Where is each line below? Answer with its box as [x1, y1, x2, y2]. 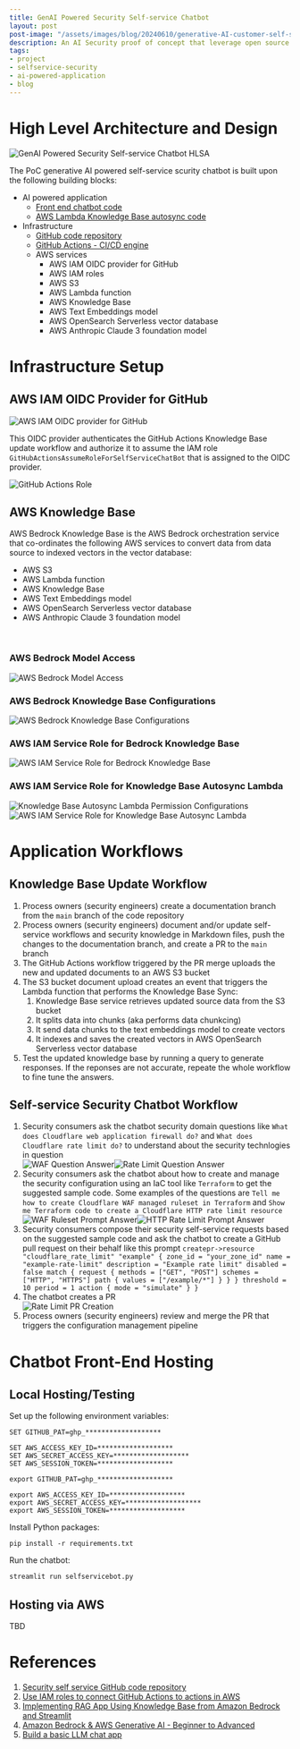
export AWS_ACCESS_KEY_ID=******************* [9, 1490, 186, 1499]
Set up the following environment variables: [9, 1411, 170, 1422]
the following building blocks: [9, 174, 118, 185]
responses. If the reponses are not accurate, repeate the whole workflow [21, 1062, 291, 1073]
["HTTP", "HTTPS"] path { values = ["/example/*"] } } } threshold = [21, 1276, 287, 1285]
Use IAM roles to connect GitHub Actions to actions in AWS [21, 1692, 241, 1702]
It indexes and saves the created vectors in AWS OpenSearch [35, 1033, 262, 1044]
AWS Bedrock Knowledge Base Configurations [9, 694, 216, 707]
